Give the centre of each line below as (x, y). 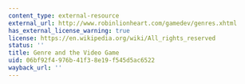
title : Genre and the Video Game (64, 53)
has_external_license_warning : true (69, 30)
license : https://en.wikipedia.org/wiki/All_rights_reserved (112, 38)
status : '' (26, 46)
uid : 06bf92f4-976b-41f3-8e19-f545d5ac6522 (82, 61)
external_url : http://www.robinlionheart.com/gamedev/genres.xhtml (123, 23)
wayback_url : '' (35, 68)
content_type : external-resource (64, 16)
